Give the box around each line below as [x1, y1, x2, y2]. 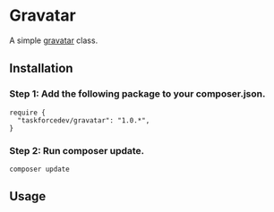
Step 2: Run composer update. [9, 144, 145, 157]
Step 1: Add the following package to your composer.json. [9, 88, 266, 100]
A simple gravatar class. [9, 35, 98, 46]
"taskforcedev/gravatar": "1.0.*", [17, 115, 150, 125]
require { [9, 108, 47, 117]
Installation [9, 61, 73, 76]
